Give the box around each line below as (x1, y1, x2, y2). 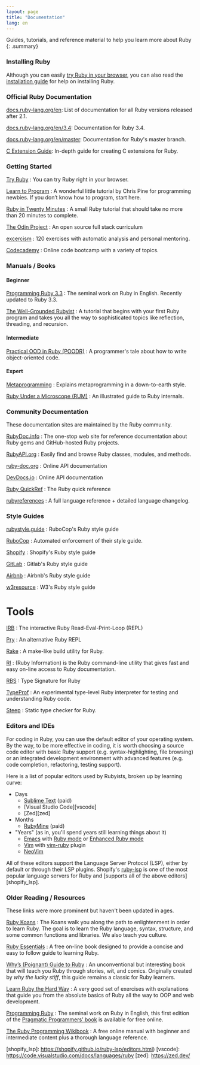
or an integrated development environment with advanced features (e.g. (6, 754, 183, 761)
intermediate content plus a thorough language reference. (6, 1034, 149, 1041)
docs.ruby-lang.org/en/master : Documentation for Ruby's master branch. (6, 135, 186, 143)
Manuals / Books (6, 262, 56, 270)
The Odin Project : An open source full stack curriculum (6, 223, 143, 231)
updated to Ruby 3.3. (6, 296, 58, 303)
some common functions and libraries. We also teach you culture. (6, 931, 168, 938)
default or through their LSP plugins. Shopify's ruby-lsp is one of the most (6, 866, 188, 873)
